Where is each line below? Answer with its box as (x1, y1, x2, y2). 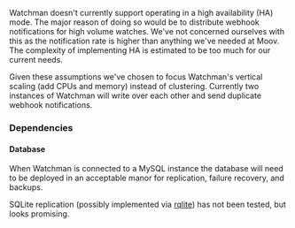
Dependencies (9, 121, 74, 133)
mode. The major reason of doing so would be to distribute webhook (9, 17, 260, 27)
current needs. (9, 55, 64, 65)
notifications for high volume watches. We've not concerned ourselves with (9, 27, 285, 36)
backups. (9, 182, 43, 193)
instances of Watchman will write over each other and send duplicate (9, 90, 262, 101)
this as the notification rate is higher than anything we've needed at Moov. (9, 35, 280, 46)
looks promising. (9, 209, 70, 219)
